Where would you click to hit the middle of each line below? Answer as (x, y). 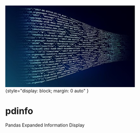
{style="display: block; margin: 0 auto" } (47, 91)
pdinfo (19, 111)
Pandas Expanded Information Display (45, 125)
